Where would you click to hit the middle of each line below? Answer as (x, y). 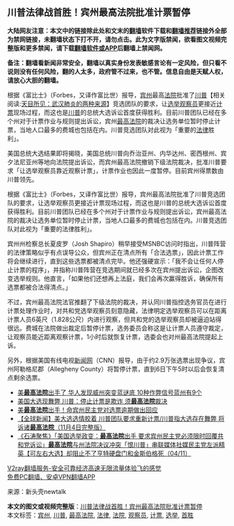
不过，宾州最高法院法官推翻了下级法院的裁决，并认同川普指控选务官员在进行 (117, 302)
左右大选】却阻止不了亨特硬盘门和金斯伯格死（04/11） (114, 453)
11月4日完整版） (83, 427)
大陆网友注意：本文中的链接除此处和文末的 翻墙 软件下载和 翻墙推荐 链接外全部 (117, 31)
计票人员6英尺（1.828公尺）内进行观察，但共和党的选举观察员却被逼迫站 (111, 319)
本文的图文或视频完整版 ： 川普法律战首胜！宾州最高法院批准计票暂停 (105, 506)
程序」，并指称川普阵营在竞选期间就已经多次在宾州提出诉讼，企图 (124, 269)
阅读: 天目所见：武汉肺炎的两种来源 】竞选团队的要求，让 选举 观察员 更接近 (112, 104)
